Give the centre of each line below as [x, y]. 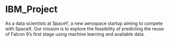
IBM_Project [31, 9]
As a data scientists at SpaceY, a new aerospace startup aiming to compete [84, 23]
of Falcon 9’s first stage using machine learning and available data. [75, 34]
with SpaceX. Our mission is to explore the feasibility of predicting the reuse [84, 28]
